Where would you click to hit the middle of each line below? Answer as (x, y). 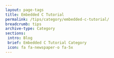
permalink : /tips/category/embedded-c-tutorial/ (57, 19)
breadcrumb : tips (23, 24)
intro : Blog (20, 38)
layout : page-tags (24, 10)
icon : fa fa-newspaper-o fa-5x (40, 47)
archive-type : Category (30, 29)
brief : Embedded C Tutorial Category (47, 43)
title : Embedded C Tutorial (35, 15)
